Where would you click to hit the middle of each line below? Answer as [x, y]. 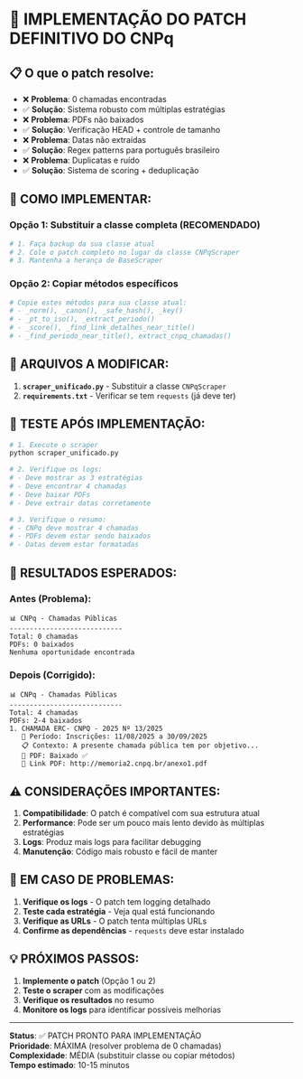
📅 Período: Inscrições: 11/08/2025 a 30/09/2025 [114, 737]
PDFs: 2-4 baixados [46, 721]
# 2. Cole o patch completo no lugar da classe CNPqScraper [125, 252]
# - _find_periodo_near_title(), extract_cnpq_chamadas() [120, 336]
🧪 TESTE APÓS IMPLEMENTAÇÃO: [107, 424]
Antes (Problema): [50, 598]
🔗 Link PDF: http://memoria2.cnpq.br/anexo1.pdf [114, 764]
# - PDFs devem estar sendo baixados [80, 536]
